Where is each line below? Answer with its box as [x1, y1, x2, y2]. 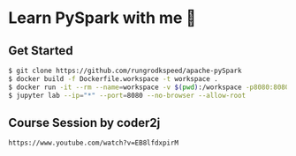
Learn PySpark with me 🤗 [8, 8, 196, 28]
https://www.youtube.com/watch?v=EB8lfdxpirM [8, 138, 178, 148]
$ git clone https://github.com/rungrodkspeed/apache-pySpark [8, 66, 242, 75]
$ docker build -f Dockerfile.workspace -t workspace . [8, 74, 218, 83]
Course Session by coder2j [8, 115, 161, 130]
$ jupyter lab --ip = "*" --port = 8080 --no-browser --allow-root [8, 91, 247, 100]
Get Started [8, 43, 73, 58]
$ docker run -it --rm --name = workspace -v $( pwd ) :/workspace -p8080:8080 [8, 83, 290, 92]
